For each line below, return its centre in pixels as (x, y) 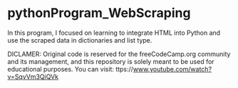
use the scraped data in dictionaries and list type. (80, 40)
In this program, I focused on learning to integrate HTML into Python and (114, 33)
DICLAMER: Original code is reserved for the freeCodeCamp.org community (119, 54)
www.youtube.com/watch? (172, 69)
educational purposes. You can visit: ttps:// (71, 69)
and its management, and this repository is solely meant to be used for (111, 61)
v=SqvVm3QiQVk (33, 77)
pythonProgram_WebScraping (99, 13)
